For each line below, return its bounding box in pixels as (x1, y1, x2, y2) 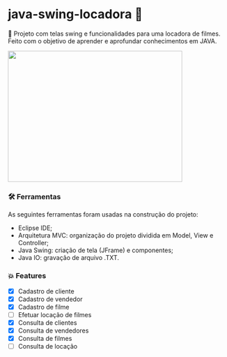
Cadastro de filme (17, 303, 70, 311)
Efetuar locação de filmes (17, 310, 92, 319)
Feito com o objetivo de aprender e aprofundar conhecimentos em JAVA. (8, 36, 217, 45)
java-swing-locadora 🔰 (8, 6, 143, 22)
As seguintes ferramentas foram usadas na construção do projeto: (8, 210, 198, 219)
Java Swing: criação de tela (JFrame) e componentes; (17, 246, 173, 254)
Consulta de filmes (17, 334, 72, 342)
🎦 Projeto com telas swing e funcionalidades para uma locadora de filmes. (8, 29, 221, 38)
